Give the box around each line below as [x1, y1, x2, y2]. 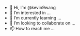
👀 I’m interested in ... [9, 10, 51, 16]
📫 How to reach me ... [9, 26, 55, 31]
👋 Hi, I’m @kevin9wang [9, 5, 56, 10]
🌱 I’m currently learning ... [9, 15, 62, 20]
